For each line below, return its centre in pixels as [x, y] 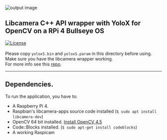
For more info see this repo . [34, 64]
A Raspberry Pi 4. [30, 106]
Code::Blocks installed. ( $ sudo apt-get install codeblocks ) [75, 127]
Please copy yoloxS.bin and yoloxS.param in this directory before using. [79, 53]
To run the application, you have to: [42, 96]
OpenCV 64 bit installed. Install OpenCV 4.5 [57, 122]
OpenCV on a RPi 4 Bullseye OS [55, 31]
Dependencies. [29, 84]
